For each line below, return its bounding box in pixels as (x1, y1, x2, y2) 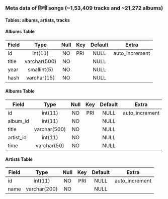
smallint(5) (27, 66, 54, 73)
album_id (8, 118, 29, 125)
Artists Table (5, 156, 33, 162)
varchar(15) (26, 74, 55, 81)
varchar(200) (26, 185, 58, 192)
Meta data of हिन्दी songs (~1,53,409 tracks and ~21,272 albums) (5, 5, 163, 12)
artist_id (8, 134, 27, 141)
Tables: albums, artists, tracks (5, 17, 70, 23)
